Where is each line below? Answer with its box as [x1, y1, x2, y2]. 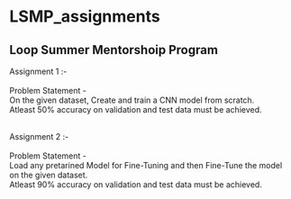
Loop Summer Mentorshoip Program [9, 42, 219, 58]
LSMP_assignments [9, 6, 160, 27]
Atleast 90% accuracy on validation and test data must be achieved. [9, 179, 263, 190]
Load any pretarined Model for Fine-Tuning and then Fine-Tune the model [9, 160, 283, 170]
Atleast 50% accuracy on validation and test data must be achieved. [9, 104, 263, 114]
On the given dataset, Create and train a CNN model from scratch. [9, 95, 255, 105]
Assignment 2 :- [9, 131, 69, 141]
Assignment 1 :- [9, 66, 68, 77]
